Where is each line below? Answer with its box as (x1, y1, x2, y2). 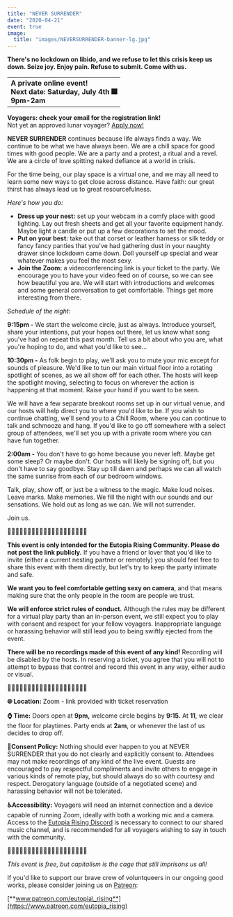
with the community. (7, 833, 66, 842)
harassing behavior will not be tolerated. (7, 787, 122, 795)
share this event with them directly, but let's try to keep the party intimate (7, 563, 217, 571)
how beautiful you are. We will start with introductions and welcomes (17, 279, 216, 287)
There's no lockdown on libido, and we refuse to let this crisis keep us (7, 55, 213, 63)
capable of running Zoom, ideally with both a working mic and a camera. (7, 811, 215, 819)
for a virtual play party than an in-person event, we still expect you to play (7, 612, 219, 621)
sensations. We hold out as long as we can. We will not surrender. (7, 500, 196, 509)
